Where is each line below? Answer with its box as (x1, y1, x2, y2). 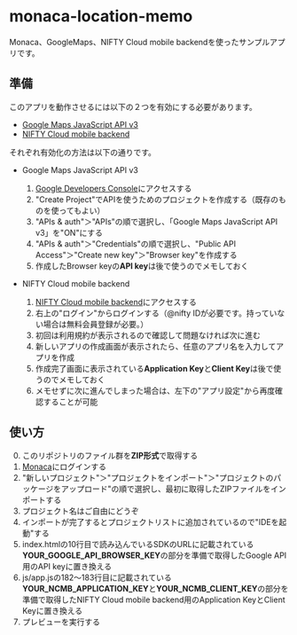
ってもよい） (59, 205, 106, 216)
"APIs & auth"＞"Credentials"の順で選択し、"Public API (35, 238, 237, 249)
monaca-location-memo (9, 6, 193, 27)
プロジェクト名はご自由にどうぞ (21, 506, 139, 516)
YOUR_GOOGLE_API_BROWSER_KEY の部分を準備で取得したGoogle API (21, 550, 287, 561)
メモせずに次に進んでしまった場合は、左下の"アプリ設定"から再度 (35, 385, 276, 396)
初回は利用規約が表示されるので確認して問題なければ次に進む (35, 330, 262, 341)
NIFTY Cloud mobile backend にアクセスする (35, 296, 198, 307)
